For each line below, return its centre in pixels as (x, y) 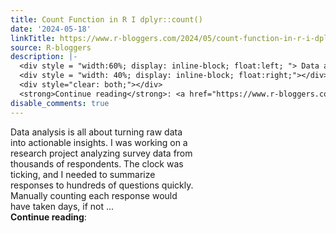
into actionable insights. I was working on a (99, 142)
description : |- (44, 57)
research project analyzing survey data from (101, 153)
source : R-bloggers (51, 47)
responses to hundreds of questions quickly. (102, 185)
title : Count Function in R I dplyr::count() (106, 19)
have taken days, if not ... (62, 206)
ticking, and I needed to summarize (83, 174)
